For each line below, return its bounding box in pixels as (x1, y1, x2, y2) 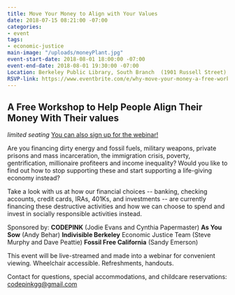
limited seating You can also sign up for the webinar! (7, 131, 159, 139)
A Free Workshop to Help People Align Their (7, 101, 203, 113)
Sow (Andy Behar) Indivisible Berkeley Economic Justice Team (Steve (7, 231, 211, 239)
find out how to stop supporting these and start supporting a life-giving (7, 166, 212, 175)
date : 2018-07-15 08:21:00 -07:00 (7, 17, 108, 24)
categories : (7, 23, 42, 30)
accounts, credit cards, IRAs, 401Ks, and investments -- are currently (7, 195, 206, 203)
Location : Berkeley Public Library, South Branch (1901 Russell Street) (7, 69, 227, 75)
